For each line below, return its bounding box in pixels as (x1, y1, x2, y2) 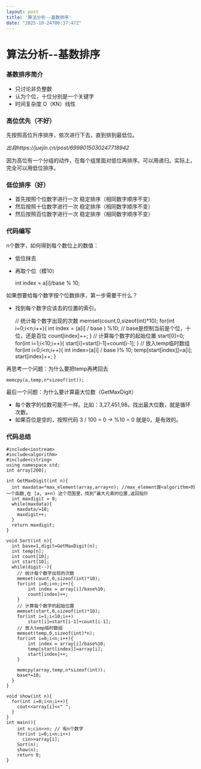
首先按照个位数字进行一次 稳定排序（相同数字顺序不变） (14, 195, 154, 203)
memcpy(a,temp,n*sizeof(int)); (6, 377, 85, 383)
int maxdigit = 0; (11, 496, 58, 502)
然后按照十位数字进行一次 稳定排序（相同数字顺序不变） (14, 203, 154, 210)
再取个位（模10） (14, 267, 58, 275)
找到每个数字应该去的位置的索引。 (14, 304, 100, 312)
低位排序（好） (6, 181, 50, 189)
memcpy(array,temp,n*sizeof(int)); (17, 667, 106, 673)
